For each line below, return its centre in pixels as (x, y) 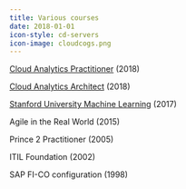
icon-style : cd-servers (54, 35)
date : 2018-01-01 (42, 26)
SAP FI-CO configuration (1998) (69, 174)
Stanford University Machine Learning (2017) (93, 104)
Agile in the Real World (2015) (65, 122)
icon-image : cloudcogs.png (60, 43)
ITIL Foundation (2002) (53, 157)
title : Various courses (54, 18)
